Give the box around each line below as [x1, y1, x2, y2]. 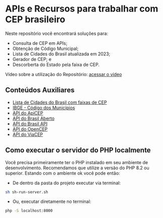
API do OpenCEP [12, 126, 48, 132]
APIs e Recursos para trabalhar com [5, 3, 158, 15]
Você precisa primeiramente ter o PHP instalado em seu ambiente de [5, 159, 148, 165]
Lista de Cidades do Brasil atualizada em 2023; [12, 51, 111, 57]
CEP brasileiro [5, 14, 65, 25]
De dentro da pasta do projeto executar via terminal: [12, 180, 121, 186]
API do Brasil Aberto [12, 115, 55, 121]
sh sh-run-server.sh [5, 189, 49, 194]
